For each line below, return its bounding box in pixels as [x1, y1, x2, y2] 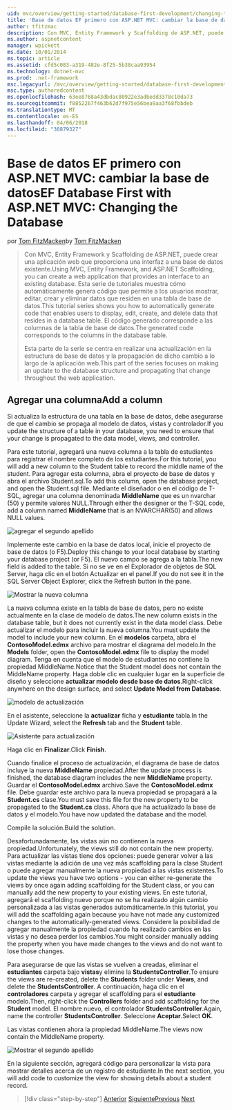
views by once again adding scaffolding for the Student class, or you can [7, 881, 215, 890]
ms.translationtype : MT [7, 106, 76, 113]
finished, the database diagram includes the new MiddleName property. [7, 774, 213, 782]
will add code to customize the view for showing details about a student [7, 1074, 212, 1082]
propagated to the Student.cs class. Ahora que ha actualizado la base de [7, 803, 216, 812]
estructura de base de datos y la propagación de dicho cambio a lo [23, 352, 215, 360]
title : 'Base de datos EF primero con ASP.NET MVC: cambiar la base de [7, 17, 217, 23]
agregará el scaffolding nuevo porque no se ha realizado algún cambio [7, 896, 209, 904]
